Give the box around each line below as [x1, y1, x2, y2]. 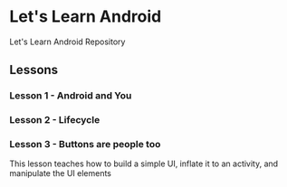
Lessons [9, 62, 59, 78]
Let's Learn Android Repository [9, 36, 126, 47]
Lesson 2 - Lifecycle [9, 114, 100, 126]
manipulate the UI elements [9, 168, 111, 179]
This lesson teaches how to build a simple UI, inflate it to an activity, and [9, 158, 279, 169]
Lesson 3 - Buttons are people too [9, 138, 161, 151]
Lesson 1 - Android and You [9, 89, 132, 102]
